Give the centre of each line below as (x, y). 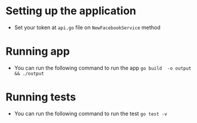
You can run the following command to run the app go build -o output (103, 68)
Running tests (41, 97)
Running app (38, 51)
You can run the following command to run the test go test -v (91, 113)
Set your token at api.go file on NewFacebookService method (87, 27)
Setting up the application (71, 11)
